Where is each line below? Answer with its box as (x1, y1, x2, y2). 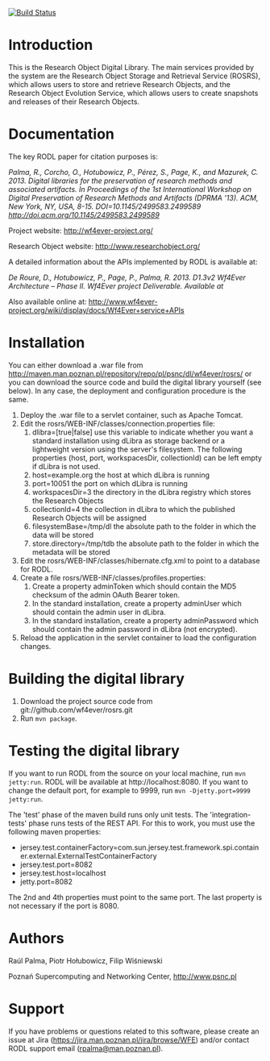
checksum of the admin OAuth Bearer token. (31, 589, 180, 600)
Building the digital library (8, 670, 185, 688)
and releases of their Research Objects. (8, 97, 139, 106)
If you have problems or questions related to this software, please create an (8, 1026, 260, 1036)
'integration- (209, 809, 251, 819)
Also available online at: (8, 297, 87, 306)
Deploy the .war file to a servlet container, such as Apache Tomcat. (19, 410, 243, 419)
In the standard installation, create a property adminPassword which (31, 615, 260, 625)
